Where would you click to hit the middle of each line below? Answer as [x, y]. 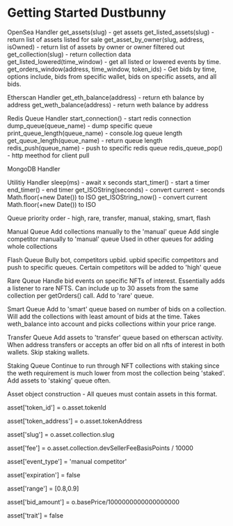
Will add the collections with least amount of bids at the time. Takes [104, 316]
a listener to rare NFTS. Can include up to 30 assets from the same [103, 288]
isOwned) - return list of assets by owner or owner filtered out [96, 47]
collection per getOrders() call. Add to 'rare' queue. [81, 295]
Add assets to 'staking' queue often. [59, 380]
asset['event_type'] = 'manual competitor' [67, 461]
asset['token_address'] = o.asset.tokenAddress [75, 421]
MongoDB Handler [34, 169]
